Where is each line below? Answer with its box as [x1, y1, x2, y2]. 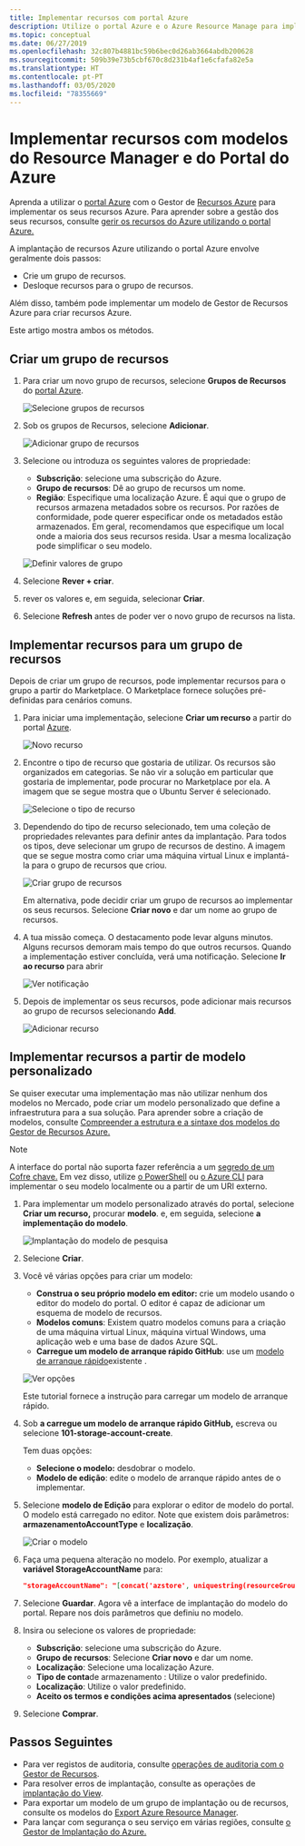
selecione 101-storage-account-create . [22, 1427, 173, 1439]
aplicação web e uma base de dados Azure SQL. [35, 1336, 219, 1347]
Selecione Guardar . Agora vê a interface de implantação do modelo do [22, 1597, 289, 1608]
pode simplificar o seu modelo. [35, 541, 152, 552]
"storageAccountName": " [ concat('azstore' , [22, 1581, 191, 1590]
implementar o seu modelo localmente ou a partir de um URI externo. [9, 1181, 268, 1192]
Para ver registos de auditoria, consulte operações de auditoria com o [22, 1758, 284, 1770]
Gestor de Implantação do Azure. [22, 1826, 147, 1837]
